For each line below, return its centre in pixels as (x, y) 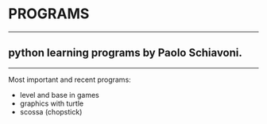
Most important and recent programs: (70, 79)
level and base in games (59, 95)
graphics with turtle (52, 103)
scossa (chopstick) (51, 111)
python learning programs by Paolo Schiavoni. (125, 53)
